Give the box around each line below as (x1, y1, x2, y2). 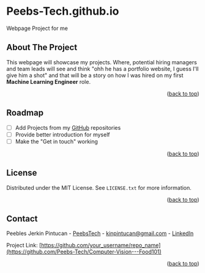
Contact (6, 213, 38, 224)
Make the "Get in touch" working (15, 138, 98, 145)
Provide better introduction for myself (15, 130, 110, 138)
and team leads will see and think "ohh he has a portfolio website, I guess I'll (6, 65, 199, 72)
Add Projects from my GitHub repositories (15, 124, 121, 131)
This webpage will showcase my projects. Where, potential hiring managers (6, 58, 197, 65)
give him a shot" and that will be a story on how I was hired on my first (6, 72, 184, 79)
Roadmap (6, 108, 44, 118)
